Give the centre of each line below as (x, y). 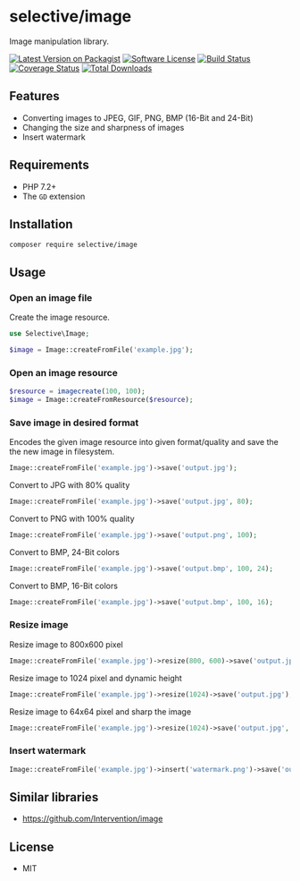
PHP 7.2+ (39, 186)
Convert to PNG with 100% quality (72, 518)
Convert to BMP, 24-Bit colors (65, 552)
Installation (41, 224)
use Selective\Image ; (50, 334)
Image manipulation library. (59, 41)
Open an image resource (64, 372)
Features (34, 96)
